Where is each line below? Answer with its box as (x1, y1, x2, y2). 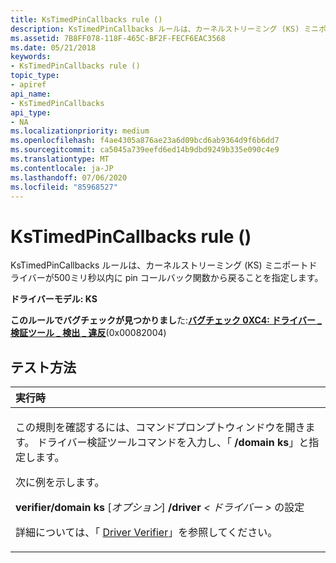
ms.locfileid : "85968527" (10, 182, 118, 192)
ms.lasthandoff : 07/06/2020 (10, 172, 128, 183)
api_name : (10, 89, 52, 99)
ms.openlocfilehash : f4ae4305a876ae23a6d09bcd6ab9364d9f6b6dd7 (10, 136, 280, 146)
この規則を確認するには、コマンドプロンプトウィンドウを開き (15, 421, 306, 435)
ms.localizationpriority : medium (10, 126, 150, 136)
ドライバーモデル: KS (10, 293, 98, 305)
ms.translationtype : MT (10, 154, 110, 164)
